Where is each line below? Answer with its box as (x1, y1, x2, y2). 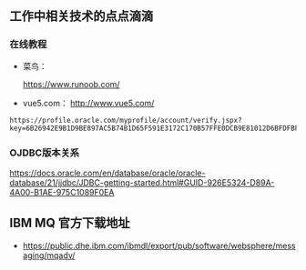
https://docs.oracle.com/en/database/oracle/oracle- (9, 167, 206, 178)
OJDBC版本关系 (9, 146, 80, 159)
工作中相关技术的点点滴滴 (9, 8, 153, 25)
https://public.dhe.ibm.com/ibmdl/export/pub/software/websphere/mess (22, 240, 296, 251)
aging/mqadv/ (22, 249, 76, 261)
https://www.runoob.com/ (22, 78, 120, 89)
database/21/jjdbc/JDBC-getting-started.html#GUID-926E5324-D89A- (9, 176, 275, 188)
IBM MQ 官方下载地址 (9, 215, 130, 231)
